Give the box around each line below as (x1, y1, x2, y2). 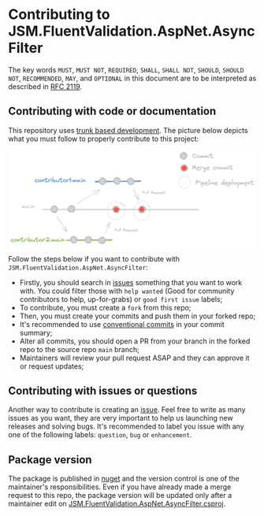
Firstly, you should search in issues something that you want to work (19, 277, 243, 287)
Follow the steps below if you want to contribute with (8, 254, 180, 263)
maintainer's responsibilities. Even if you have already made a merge (8, 482, 232, 492)
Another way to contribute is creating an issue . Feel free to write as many (8, 405, 246, 414)
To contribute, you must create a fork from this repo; (19, 303, 191, 312)
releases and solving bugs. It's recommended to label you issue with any (8, 421, 244, 431)
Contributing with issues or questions (8, 384, 198, 398)
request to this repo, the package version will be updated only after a (8, 491, 232, 500)
